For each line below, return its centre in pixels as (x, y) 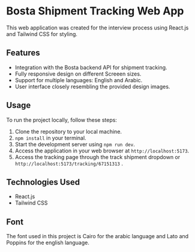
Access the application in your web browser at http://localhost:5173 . (102, 151)
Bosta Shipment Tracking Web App (95, 11)
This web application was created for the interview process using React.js (97, 28)
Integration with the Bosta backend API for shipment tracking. (91, 67)
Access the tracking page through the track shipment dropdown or (97, 157)
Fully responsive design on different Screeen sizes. (78, 74)
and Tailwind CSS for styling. (42, 34)
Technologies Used (43, 182)
